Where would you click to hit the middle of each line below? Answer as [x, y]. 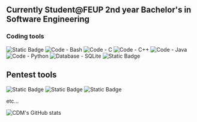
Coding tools [25, 37]
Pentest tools [32, 75]
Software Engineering [48, 20]
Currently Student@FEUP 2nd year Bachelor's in [99, 10]
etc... [13, 101]
